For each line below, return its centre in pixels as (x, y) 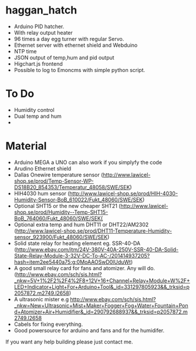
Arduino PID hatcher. (39, 26)
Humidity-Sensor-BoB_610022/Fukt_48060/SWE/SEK (78, 199)
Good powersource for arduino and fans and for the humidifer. (89, 330)
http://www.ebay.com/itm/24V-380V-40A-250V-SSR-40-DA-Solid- (97, 249)
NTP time (25, 51)
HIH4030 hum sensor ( (42, 193)
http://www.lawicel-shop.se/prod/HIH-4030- (124, 193)
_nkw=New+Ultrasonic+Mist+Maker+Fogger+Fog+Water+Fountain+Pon (101, 305)
